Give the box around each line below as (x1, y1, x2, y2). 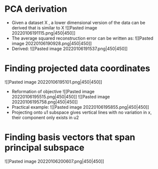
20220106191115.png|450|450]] (11, 30, 76, 36)
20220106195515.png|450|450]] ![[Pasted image (11, 94, 110, 99)
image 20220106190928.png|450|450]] (11, 40, 92, 46)
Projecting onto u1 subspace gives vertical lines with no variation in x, (11, 109, 152, 115)
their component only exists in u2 (11, 114, 79, 121)
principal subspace (4, 142, 85, 153)
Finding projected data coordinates (4, 63, 150, 74)
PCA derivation (4, 3, 68, 15)
